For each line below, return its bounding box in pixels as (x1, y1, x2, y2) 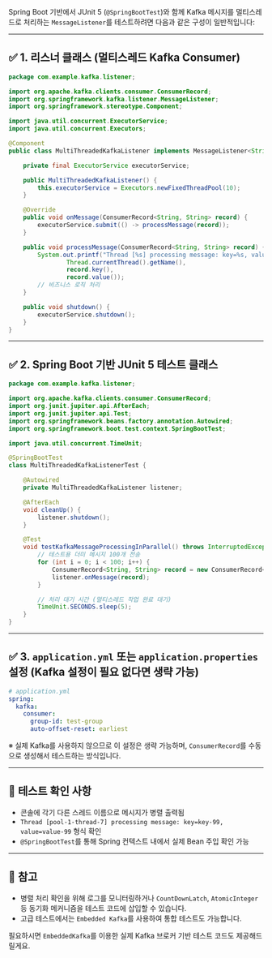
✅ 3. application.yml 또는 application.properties (8, 650, 259, 664)
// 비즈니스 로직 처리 (37, 281, 100, 290)
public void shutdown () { (23, 303, 111, 311)
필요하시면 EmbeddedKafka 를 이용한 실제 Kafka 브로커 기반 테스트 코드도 (8, 930, 235, 940)
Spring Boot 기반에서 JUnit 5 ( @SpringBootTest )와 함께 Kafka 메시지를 (8, 7, 235, 16)
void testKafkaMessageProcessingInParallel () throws (23, 543, 205, 552)
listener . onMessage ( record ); (51, 573, 151, 582)
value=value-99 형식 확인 (19, 826, 102, 836)
